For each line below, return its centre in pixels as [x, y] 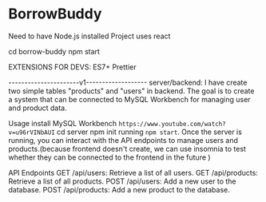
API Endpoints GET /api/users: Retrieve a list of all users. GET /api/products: [133, 172]
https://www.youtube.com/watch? [172, 124]
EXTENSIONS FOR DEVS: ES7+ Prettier [73, 67]
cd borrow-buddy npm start [54, 51]
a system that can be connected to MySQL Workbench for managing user [129, 99]
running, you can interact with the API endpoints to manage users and [123, 140]
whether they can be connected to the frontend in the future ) [109, 157]
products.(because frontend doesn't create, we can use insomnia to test [127, 149]
